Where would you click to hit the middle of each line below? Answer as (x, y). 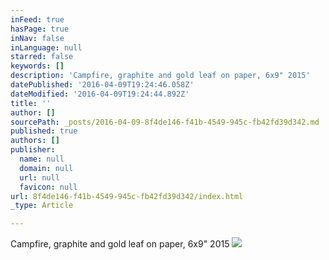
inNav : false (37, 38)
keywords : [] (37, 66)
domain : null (46, 168)
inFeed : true (37, 19)
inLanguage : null (46, 47)
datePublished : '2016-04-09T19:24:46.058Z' (102, 85)
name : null (42, 159)
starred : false (42, 57)
